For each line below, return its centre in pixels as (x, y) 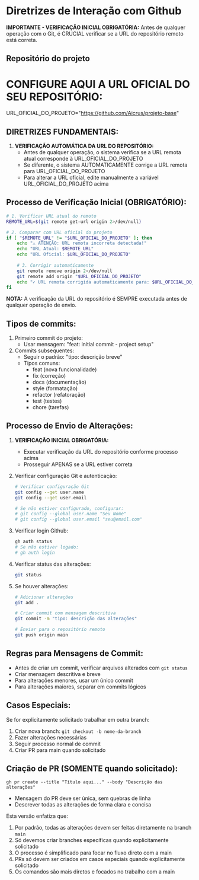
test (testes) (47, 401)
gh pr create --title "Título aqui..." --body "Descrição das (84, 782)
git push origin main (41, 635)
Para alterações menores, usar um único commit (74, 680)
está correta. (22, 40)
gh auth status (33, 542)
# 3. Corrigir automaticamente (55, 265)
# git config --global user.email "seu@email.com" (78, 519)
